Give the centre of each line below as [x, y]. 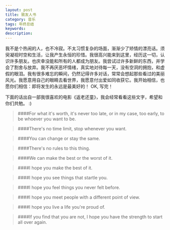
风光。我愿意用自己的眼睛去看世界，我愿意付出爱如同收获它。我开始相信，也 [85, 80]
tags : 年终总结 [20, 24]
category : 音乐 [20, 19]
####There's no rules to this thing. [54, 148]
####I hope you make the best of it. [55, 168]
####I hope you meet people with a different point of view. [79, 197]
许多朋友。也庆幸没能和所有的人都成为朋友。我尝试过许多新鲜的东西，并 [85, 61]
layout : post [19, 10]
